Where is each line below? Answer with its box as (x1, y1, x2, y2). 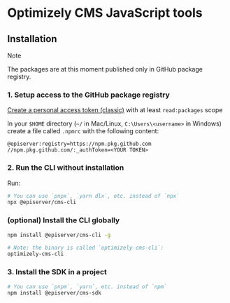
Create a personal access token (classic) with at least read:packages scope (7, 106, 223, 114)
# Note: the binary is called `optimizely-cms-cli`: (7, 244, 164, 251)
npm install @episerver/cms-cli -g (7, 231, 111, 238)
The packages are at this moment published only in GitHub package (7, 65, 203, 73)
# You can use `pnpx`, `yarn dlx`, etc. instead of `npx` (7, 192, 180, 199)
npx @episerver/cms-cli (7, 198, 77, 206)
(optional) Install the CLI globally (7, 215, 120, 225)
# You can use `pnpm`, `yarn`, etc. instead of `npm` (7, 283, 168, 290)
